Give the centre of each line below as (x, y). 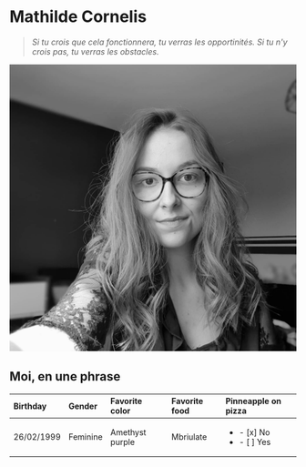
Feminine (85, 437)
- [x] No (255, 432)
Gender (83, 406)
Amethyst (128, 432)
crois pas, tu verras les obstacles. (95, 51)
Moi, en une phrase (65, 376)
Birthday (30, 406)
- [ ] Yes (255, 442)
